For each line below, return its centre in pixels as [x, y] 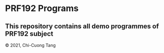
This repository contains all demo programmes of [82, 26]
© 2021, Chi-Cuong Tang [31, 45]
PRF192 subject [29, 33]
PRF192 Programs [42, 8]
